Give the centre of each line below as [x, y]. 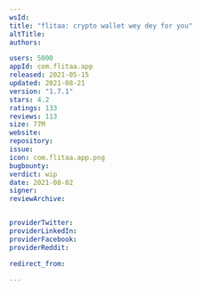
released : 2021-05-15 [49, 75]
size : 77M [28, 125]
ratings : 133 [33, 108]
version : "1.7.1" [41, 91]
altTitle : [28, 34]
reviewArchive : [37, 199]
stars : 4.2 [29, 100]
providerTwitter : [41, 223]
